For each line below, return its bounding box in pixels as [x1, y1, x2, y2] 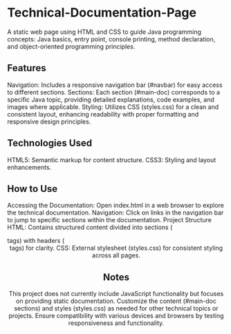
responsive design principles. [7, 117, 91, 126]
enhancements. [7, 163, 52, 171]
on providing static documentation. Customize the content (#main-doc [16, 297, 216, 305]
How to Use [7, 183, 58, 195]
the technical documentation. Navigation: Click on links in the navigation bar [7, 208, 224, 217]
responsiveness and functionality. [68, 319, 165, 327]
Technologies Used [7, 137, 92, 149]
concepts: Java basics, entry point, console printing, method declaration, [7, 35, 216, 43]
